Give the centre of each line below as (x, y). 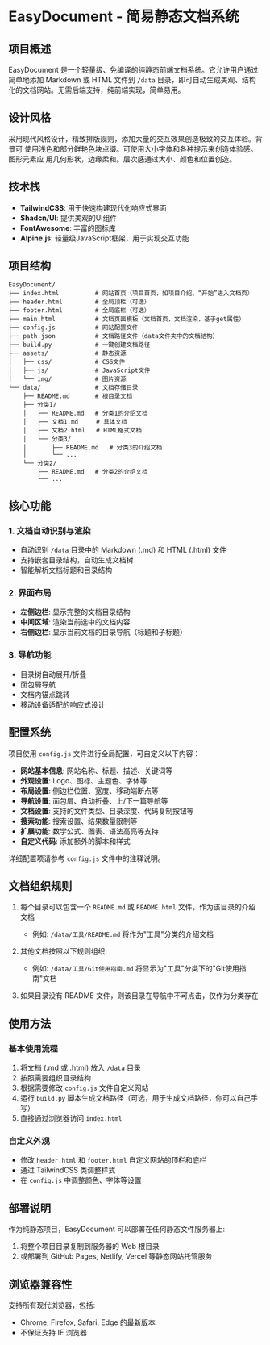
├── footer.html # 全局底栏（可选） (79, 311)
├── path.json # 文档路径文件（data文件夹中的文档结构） (114, 336)
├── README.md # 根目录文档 (78, 396)
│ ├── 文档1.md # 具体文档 (75, 422)
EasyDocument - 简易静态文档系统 (124, 17)
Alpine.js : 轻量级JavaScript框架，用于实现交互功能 (104, 238)
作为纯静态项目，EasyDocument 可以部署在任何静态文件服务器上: (117, 1229)
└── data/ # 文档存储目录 (73, 388)
